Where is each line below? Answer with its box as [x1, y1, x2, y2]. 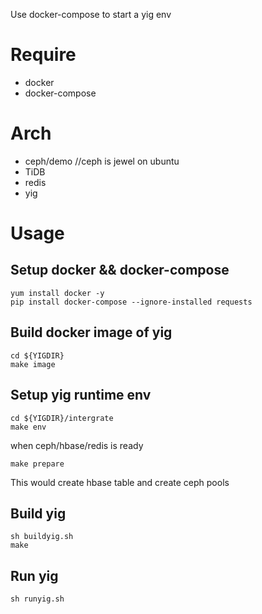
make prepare [10, 459, 65, 469]
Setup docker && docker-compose [10, 262, 230, 279]
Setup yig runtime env [10, 387, 152, 404]
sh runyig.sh [10, 594, 65, 604]
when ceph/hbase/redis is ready [10, 439, 144, 451]
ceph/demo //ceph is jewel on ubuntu [24, 155, 180, 167]
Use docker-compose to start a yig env [10, 9, 172, 20]
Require [10, 44, 77, 66]
